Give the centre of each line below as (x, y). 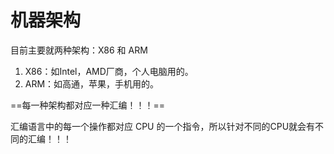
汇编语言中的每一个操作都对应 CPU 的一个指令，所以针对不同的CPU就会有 (163, 126)
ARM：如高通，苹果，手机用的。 (92, 83)
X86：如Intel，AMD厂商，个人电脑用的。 (109, 71)
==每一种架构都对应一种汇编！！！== (88, 105)
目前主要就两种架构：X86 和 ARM (79, 50)
